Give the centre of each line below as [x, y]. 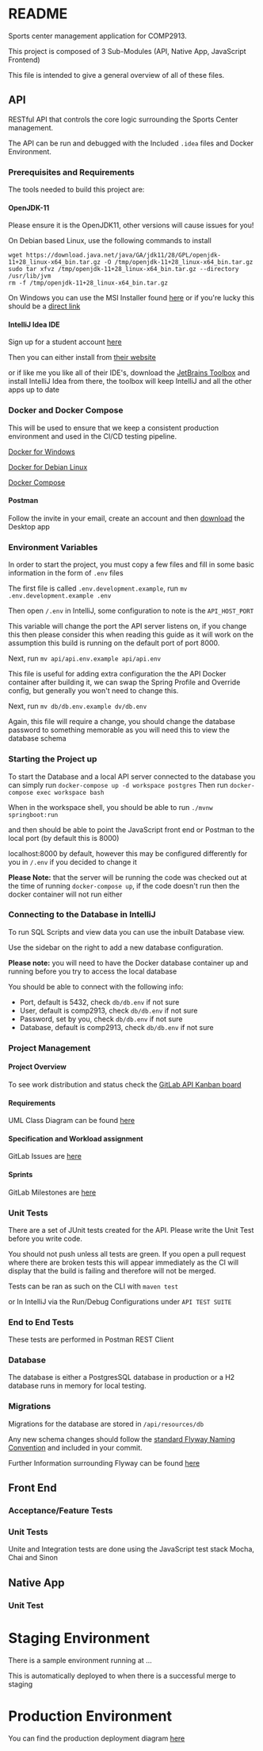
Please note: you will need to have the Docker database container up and [128, 963]
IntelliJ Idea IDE [34, 324]
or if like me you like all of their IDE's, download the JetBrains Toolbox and [129, 373]
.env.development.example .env [60, 596]
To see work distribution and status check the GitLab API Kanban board [125, 1084]
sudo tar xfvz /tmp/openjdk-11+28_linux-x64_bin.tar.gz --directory [124, 269]
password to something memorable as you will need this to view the [119, 730]
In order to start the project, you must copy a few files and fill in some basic [131, 564]
